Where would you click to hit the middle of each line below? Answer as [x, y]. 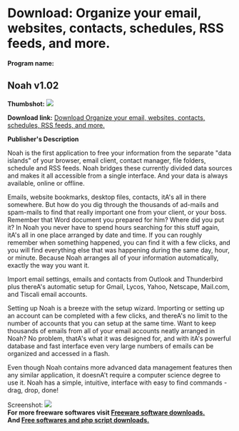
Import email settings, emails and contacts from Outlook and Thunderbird [115, 279]
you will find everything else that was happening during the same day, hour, [119, 250]
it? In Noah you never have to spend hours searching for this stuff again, [113, 227]
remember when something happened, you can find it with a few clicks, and [119, 242]
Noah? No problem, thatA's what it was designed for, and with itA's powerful [119, 338]
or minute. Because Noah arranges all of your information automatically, [113, 258]
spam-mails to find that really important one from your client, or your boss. [117, 212]
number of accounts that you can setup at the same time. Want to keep [112, 323]
